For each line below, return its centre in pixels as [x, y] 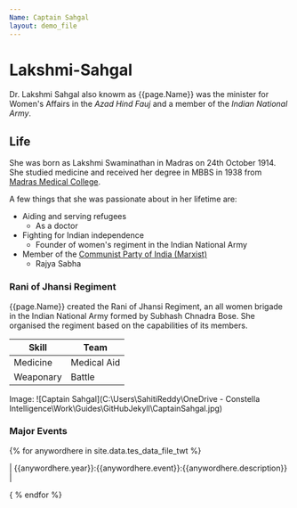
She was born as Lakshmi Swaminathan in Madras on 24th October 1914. [143, 163]
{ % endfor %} [36, 495]
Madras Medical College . [55, 182]
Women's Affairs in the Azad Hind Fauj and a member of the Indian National [148, 104]
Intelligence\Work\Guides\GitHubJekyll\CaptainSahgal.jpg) [116, 408]
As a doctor [56, 226]
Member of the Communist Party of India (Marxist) [114, 254]
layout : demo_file [43, 26]
